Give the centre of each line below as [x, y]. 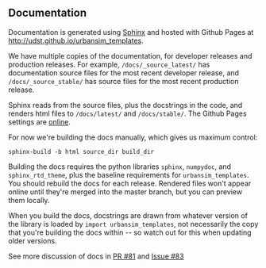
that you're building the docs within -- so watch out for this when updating [130, 232]
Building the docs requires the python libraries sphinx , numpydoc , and [120, 167]
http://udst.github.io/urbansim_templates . [76, 40]
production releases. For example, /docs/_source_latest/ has [109, 64]
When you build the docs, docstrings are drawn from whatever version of [128, 215]
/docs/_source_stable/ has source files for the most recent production [123, 81]
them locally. [29, 200]
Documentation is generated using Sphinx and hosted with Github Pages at [131, 32]
